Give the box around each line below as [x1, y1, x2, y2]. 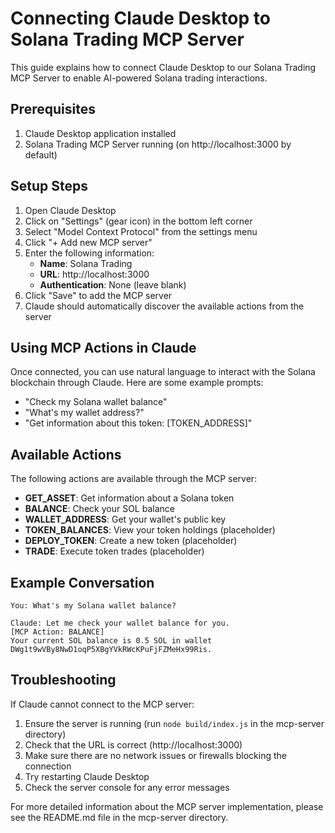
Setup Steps [10, 178, 88, 195]
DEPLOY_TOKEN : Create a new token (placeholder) [24, 535, 238, 547]
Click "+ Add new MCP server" [24, 236, 153, 248]
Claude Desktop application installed [24, 127, 177, 139]
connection [24, 760, 72, 772]
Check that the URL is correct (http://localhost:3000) [24, 738, 243, 751]
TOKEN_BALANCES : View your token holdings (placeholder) [24, 524, 276, 536]
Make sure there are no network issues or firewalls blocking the [24, 749, 287, 761]
